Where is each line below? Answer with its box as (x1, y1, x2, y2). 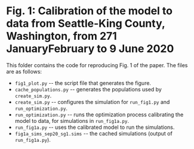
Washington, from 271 (6, 30, 118, 43)
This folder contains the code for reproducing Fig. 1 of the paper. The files (6, 61, 188, 69)
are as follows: (6, 68, 42, 75)
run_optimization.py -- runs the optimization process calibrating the (14, 111, 184, 118)
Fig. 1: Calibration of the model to (6, 4, 173, 18)
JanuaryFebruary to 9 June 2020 (6, 42, 174, 56)
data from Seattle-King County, (6, 17, 165, 30)
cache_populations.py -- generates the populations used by (14, 85, 162, 93)
